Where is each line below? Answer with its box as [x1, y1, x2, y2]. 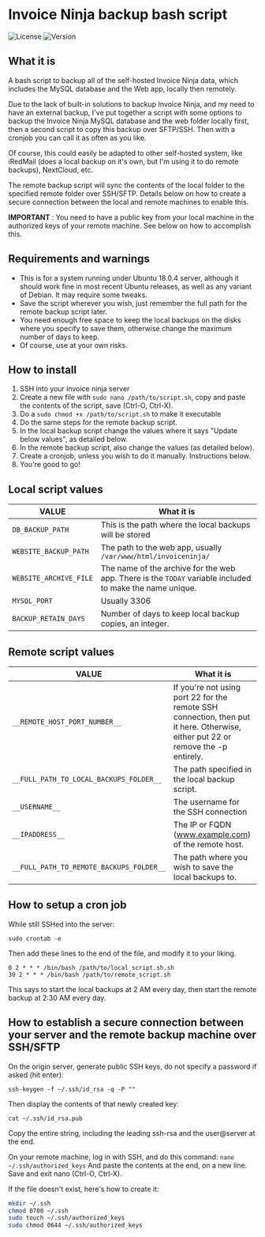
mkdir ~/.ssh [8, 1199, 51, 1207]
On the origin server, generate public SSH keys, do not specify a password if [8, 1062, 257, 1071]
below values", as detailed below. [19, 435, 129, 444]
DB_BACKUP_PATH [12, 526, 69, 534]
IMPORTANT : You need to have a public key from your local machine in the [8, 212, 255, 222]
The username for [173, 797, 241, 807]
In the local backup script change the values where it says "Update [19, 426, 238, 436]
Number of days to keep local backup [100, 609, 240, 620]
